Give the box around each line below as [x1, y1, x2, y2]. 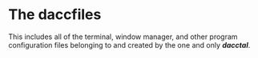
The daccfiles [8, 6, 102, 24]
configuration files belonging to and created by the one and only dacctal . [8, 40, 251, 49]
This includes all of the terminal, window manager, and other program [8, 32, 238, 41]
